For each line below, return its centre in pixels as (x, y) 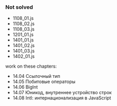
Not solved (19, 7)
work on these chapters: (31, 66)
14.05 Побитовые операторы (44, 82)
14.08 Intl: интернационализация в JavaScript (62, 98)
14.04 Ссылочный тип (36, 76)
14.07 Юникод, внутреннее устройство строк (62, 93)
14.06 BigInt (25, 87)
